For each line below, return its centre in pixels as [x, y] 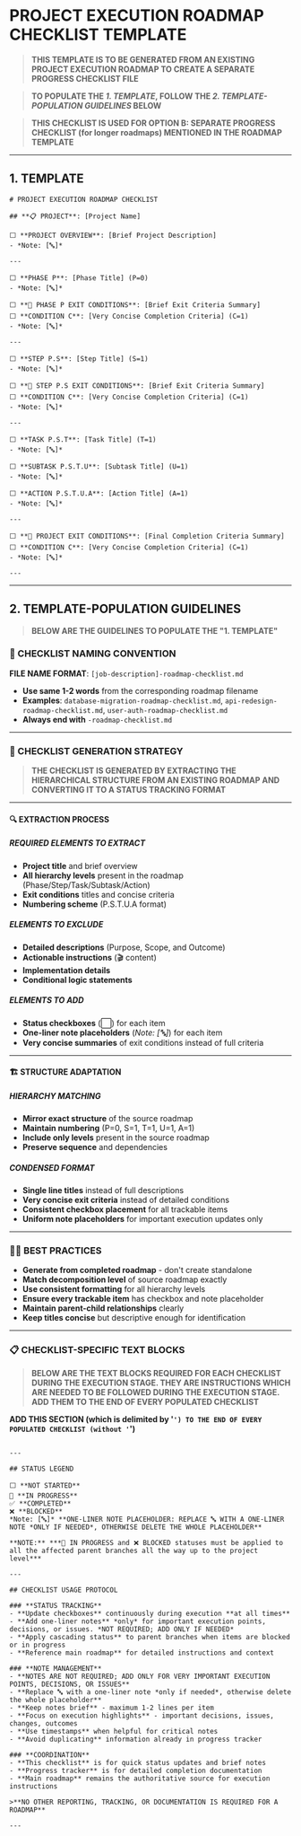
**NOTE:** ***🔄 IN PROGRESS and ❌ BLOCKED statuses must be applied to [146, 1542]
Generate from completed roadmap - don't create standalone [137, 1270]
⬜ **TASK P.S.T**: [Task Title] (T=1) [83, 439]
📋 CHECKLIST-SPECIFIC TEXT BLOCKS [97, 1350]
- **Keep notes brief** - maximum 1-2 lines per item [112, 1708]
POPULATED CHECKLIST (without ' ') [73, 1428]
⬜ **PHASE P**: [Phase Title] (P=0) [79, 278]
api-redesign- [251, 701]
